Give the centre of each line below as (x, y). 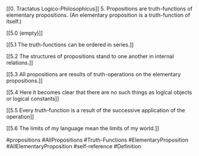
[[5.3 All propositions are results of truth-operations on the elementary (93, 74)
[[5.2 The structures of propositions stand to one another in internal (90, 56)
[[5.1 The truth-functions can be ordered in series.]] (70, 45)
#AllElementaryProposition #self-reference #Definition (74, 146)
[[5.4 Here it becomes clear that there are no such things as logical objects (99, 92)
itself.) (14, 21)
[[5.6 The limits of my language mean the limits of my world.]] (83, 128)
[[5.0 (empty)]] (25, 33)
